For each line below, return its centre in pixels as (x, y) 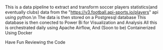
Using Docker (19, 33)
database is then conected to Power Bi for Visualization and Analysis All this (81, 22)
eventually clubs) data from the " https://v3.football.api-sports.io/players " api (82, 12)
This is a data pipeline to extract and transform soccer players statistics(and (81, 7)
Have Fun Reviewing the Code (35, 42)
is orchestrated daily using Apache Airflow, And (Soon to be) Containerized (80, 28)
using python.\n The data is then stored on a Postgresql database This (75, 17)
